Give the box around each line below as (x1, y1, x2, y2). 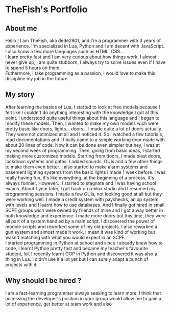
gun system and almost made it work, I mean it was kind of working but (5, 229, 156, 235)
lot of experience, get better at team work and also (5, 301, 112, 307)
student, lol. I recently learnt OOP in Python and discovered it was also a (5, 251, 157, 257)
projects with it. (5, 261, 38, 268)
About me (5, 24, 37, 33)
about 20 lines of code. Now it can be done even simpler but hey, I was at (5, 142, 160, 148)
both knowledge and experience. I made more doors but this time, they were (5, 212, 166, 218)
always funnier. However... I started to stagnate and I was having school (5, 180, 157, 186)
